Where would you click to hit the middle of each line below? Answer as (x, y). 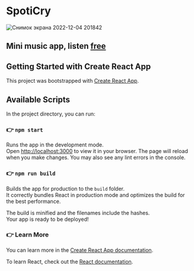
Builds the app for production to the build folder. (66, 188)
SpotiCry (29, 11)
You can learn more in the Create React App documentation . (80, 250)
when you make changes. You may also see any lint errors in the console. (96, 158)
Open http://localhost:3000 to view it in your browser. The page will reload (97, 151)
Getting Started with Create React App (79, 66)
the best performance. (34, 201)
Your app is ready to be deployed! (47, 219)
